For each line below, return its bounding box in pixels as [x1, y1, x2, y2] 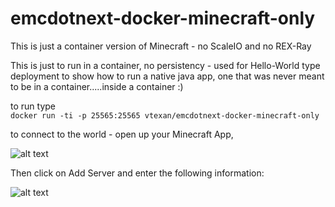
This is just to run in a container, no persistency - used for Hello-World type [10, 59, 321, 71]
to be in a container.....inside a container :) [10, 80, 184, 92]
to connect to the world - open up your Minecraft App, [10, 128, 234, 140]
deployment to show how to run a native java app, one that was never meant [10, 70, 325, 82]
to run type [10, 100, 56, 112]
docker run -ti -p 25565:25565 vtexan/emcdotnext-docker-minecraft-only [10, 110, 320, 121]
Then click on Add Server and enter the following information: [10, 167, 265, 179]
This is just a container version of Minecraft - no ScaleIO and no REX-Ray [10, 40, 312, 52]
